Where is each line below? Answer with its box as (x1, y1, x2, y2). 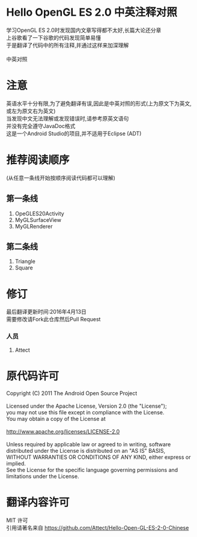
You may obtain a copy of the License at (6, 415, 106, 422)
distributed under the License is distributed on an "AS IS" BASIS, (6, 447, 166, 454)
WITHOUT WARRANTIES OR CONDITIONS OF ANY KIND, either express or (6, 453, 191, 461)
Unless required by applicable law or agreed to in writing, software (6, 440, 171, 448)
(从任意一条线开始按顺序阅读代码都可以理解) (6, 174, 116, 181)
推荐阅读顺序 (6, 153, 70, 167)
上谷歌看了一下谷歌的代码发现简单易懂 (6, 34, 101, 41)
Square (14, 264, 33, 271)
